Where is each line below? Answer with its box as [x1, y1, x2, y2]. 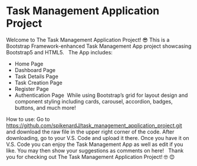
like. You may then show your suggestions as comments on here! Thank [6, 147, 184, 154]
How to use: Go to [6, 115, 50, 122]
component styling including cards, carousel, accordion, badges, [14, 97, 173, 105]
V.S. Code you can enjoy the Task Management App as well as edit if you [6, 141, 183, 148]
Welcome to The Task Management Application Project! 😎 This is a [6, 36, 170, 43]
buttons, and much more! [14, 104, 76, 111]
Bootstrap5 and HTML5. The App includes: [6, 48, 113, 56]
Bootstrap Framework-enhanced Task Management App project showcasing [6, 43, 192, 50]
